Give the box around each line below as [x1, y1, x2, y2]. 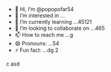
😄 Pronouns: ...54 [14, 40, 59, 47]
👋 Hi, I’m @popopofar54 [14, 6, 74, 12]
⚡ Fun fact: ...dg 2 [14, 46, 59, 54]
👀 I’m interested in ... [14, 12, 65, 19]
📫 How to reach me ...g [14, 32, 73, 38]
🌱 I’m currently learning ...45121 [14, 18, 92, 25]
